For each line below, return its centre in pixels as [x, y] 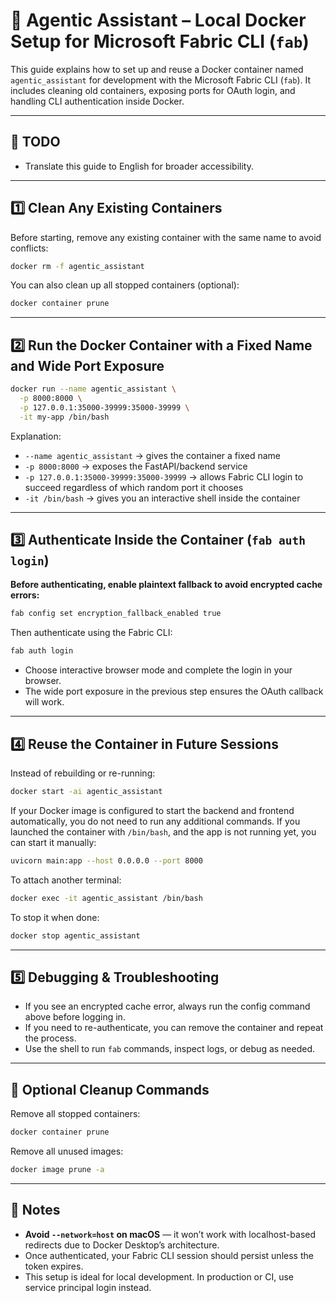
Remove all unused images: [67, 1151]
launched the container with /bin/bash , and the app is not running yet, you [163, 831]
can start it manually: [53, 842]
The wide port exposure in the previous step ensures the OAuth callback [174, 691]
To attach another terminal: [66, 880]
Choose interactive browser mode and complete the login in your [158, 670]
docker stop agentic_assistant [75, 935]
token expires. [54, 1266]
